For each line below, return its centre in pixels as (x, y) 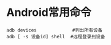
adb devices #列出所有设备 (55, 30)
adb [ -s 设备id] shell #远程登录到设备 (56, 36)
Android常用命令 (49, 12)
